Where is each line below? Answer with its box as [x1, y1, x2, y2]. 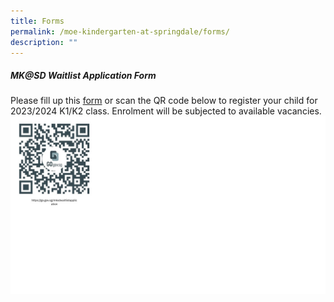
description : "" [10, 37, 78, 47]
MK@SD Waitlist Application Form [10, 69, 157, 81]
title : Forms [10, 16, 65, 26]
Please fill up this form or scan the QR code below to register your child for [10, 95, 318, 107]
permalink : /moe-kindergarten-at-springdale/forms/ [10, 26, 230, 37]
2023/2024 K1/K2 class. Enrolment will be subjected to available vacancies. [10, 105, 322, 117]
